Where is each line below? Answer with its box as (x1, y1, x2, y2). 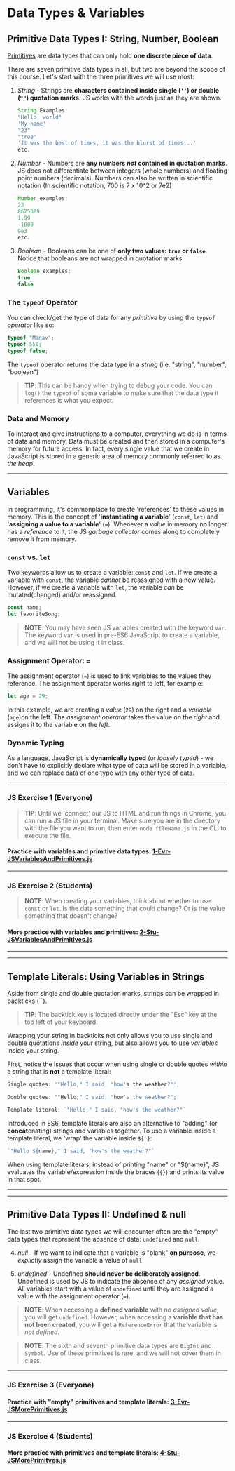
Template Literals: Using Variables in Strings (7, 971, 205, 983)
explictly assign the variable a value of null (17, 1256, 142, 1264)
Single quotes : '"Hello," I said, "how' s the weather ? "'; (7, 1081, 180, 1089)
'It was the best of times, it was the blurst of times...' (17, 140, 197, 147)
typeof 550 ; (7, 341, 42, 348)
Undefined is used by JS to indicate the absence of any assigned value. (17, 1277, 225, 1285)
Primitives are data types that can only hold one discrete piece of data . (7, 51, 213, 60)
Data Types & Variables (7, 5, 145, 21)
